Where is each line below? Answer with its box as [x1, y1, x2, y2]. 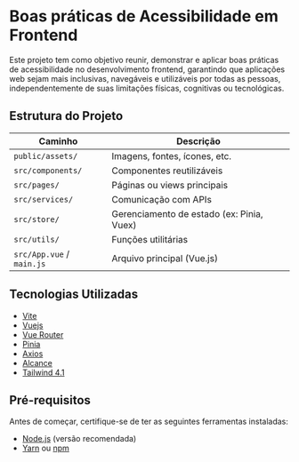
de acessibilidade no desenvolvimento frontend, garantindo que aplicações [9, 64, 286, 75]
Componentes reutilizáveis [111, 164, 223, 177]
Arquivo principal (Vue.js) [111, 251, 218, 264]
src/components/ [13, 165, 83, 175]
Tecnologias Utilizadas [9, 287, 139, 302]
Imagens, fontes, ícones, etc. [111, 149, 232, 162]
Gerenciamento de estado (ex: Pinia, [111, 207, 264, 219]
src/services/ [13, 194, 74, 204]
